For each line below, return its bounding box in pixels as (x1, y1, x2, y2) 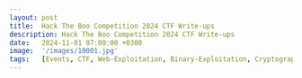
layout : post (9, 13, 58, 22)
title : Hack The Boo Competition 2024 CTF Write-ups (9, 22, 216, 30)
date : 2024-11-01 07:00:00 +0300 (9, 38, 143, 48)
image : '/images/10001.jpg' (9, 47, 119, 56)
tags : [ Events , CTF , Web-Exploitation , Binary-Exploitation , (9, 55, 252, 64)
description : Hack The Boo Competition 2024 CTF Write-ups (9, 30, 235, 39)
